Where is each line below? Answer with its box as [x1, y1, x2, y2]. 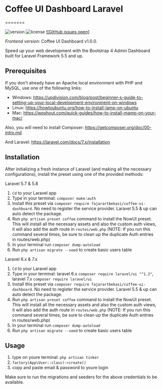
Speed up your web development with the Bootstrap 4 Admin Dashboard [5, 48, 150, 53]
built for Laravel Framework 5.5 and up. [5, 52, 83, 59]
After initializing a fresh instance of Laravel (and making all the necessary [5, 166, 152, 172]
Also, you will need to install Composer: [5, 124, 84, 130]
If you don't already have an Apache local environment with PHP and [5, 80, 143, 85]
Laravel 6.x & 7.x [5, 256, 38, 262]
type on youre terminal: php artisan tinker [12, 355, 99, 360]
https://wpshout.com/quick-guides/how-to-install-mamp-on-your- [23, 110, 156, 116]
